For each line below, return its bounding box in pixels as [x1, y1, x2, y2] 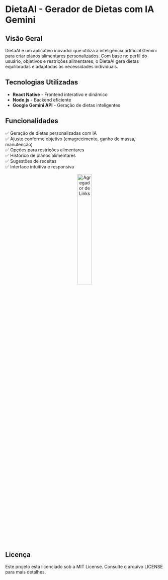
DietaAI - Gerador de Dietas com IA [5, 4, 154, 15]
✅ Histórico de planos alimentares [5, 152, 76, 158]
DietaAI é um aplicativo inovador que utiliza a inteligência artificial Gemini [5, 48, 157, 53]
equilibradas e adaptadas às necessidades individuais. [5, 64, 118, 69]
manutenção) [5, 141, 33, 147]
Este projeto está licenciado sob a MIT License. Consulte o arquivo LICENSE [5, 564, 163, 570]
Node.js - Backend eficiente [12, 96, 71, 103]
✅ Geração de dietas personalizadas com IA [5, 130, 97, 136]
